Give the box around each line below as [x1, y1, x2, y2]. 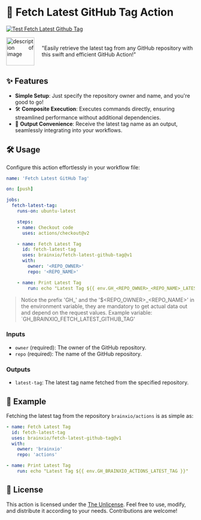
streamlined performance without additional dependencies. [14, 113, 162, 121]
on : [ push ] [6, 186, 33, 192]
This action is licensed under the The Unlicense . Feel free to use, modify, [6, 501, 187, 508]
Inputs [6, 330, 26, 339]
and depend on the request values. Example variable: [20, 309, 153, 316]
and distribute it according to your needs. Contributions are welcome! [6, 507, 178, 514]
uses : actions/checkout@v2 [22, 230, 90, 236]
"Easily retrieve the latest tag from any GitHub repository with [41, 44, 193, 52]
